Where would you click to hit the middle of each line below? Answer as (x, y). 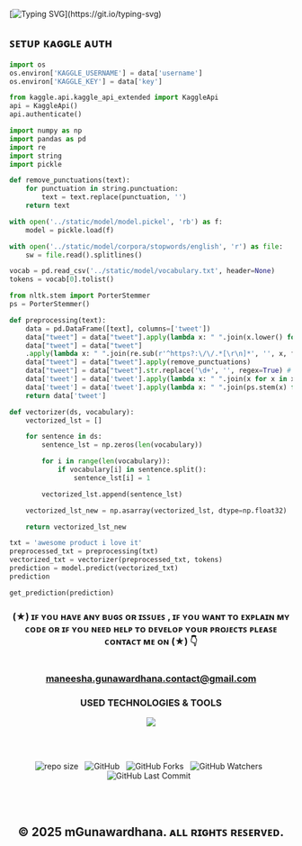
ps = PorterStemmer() (50, 305)
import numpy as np (46, 131)
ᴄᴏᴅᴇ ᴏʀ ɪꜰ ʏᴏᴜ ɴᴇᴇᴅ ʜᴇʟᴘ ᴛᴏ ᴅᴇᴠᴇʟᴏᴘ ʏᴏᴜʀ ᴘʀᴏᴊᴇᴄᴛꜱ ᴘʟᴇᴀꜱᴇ (151, 629)
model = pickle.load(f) (70, 230)
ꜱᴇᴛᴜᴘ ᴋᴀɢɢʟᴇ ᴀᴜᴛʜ (61, 44)
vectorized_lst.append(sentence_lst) (112, 494)
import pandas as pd (48, 139)
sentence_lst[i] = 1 (112, 478)
